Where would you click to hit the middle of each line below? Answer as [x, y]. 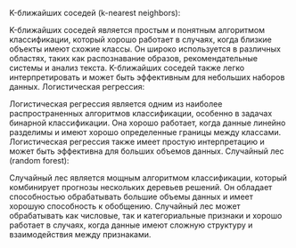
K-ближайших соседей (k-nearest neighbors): [95, 13]
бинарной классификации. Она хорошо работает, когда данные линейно [148, 123]
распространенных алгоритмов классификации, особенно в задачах [141, 113]
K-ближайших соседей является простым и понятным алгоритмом [137, 30]
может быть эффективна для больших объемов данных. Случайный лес [147, 151]
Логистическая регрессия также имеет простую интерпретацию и [137, 142]
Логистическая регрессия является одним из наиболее [116, 104]
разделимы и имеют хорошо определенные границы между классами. [145, 132]
